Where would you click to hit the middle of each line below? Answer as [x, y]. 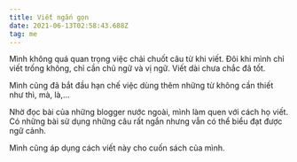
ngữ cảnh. [28, 131]
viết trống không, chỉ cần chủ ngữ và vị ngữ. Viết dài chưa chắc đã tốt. [137, 68]
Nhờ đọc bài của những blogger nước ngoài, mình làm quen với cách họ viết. [149, 112]
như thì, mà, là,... [39, 95]
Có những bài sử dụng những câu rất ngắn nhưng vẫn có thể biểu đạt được [146, 121]
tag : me [23, 34]
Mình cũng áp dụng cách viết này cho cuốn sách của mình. [117, 148]
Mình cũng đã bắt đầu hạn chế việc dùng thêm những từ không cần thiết [141, 86]
